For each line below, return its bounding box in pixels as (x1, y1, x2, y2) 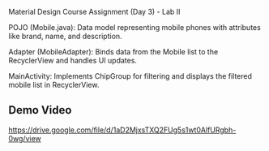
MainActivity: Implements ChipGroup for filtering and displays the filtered (8, 71, 253, 80)
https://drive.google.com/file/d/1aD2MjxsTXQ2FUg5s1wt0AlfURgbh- (8, 125, 237, 135)
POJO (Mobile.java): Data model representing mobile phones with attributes (8, 23, 261, 32)
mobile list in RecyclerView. (8, 80, 100, 89)
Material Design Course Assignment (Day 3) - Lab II (8, 7, 181, 16)
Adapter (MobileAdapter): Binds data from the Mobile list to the (8, 47, 219, 56)
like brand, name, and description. (8, 32, 123, 41)
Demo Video (8, 103, 72, 117)
